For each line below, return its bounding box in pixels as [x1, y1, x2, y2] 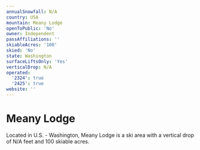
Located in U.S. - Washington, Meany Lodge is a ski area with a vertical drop [6, 132, 194, 139]
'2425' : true [11, 81, 44, 87]
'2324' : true [11, 75, 44, 81]
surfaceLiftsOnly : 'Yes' [6, 58, 68, 64]
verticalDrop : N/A [6, 64, 52, 70]
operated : [6, 70, 31, 76]
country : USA [6, 14, 39, 20]
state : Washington [6, 53, 52, 59]
